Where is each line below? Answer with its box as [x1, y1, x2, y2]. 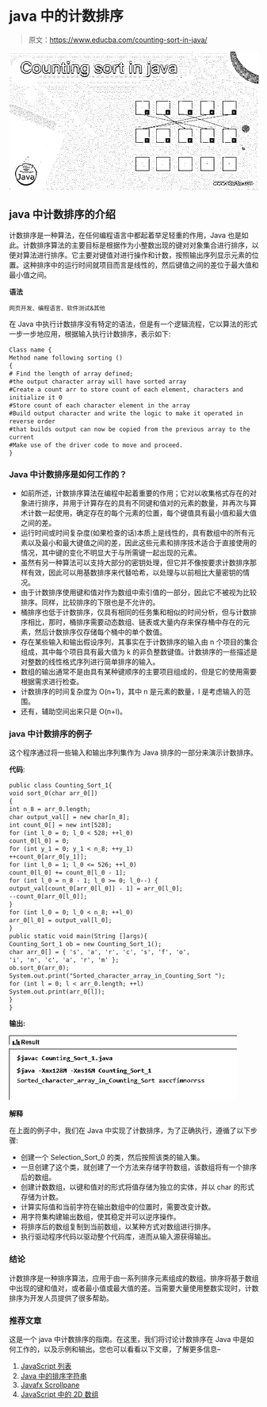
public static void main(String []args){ [9, 932, 148, 940]
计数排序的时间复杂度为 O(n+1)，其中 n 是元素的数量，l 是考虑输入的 [20, 687, 244, 697]
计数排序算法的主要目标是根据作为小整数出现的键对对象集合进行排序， [22, 240, 252, 250]
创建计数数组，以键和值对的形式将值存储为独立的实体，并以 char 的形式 [20, 1182, 255, 1192]
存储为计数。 [20, 1192, 63, 1202]
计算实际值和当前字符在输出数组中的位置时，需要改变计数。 [20, 1202, 216, 1212]
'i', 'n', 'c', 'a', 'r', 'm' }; [9, 956, 120, 964]
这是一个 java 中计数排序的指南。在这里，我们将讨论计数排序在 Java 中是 [9, 1334, 247, 1344]
